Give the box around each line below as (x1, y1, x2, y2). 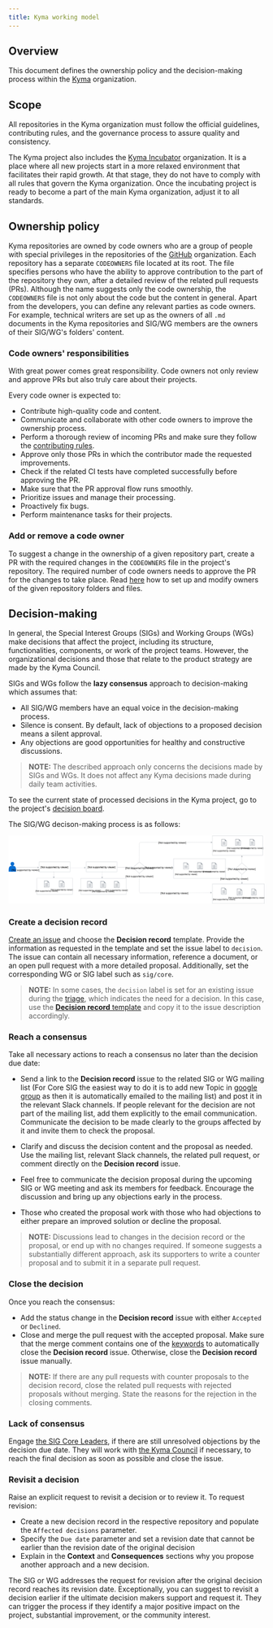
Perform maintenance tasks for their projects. (19, 510, 173, 520)
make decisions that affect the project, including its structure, (8, 637, 214, 646)
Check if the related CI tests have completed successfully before (19, 467, 238, 477)
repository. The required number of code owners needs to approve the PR (8, 566, 257, 576)
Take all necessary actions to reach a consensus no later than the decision (8, 1050, 258, 1060)
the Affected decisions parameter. (19, 1526, 137, 1535)
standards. (8, 196, 45, 206)
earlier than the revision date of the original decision (19, 1543, 195, 1552)
